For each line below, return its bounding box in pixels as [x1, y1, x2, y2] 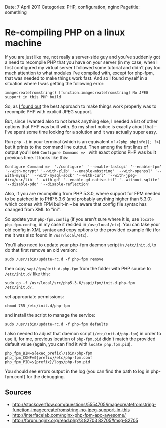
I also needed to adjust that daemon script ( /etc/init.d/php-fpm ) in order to [5, 330, 161, 336]
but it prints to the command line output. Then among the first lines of [5, 144, 148, 150]
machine [5, 37, 42, 49]
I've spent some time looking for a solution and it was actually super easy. [5, 129, 157, 135]
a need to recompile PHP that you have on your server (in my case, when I [5, 59, 158, 65]
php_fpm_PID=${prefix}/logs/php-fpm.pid [5, 359, 91, 364]
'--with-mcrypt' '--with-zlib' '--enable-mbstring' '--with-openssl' [5, 168, 153, 174]
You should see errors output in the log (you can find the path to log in [5, 368, 150, 374]
